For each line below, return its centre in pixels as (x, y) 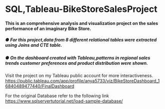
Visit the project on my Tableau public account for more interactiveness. (79, 76)
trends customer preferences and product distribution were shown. (77, 63)
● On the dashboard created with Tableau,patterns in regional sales (78, 58)
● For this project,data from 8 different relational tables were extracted (81, 40)
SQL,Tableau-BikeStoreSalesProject (82, 9)
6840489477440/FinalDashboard (40, 86)
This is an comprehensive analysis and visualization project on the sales (82, 23)
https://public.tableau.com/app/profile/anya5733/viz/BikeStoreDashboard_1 (82, 81)
